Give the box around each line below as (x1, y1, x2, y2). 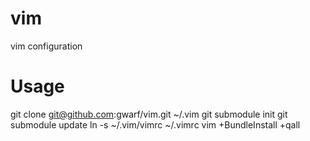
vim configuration (10, 40, 83, 52)
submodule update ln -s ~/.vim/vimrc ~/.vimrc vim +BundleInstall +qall (10, 118, 301, 131)
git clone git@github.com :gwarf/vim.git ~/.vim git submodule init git (10, 108, 288, 120)
